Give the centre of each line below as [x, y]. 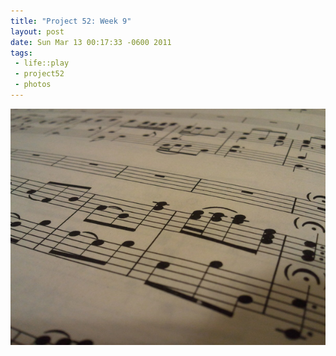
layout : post [37, 31]
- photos [33, 85]
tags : [21, 53]
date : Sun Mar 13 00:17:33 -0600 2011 [91, 42]
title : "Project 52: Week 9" [71, 21]
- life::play [42, 63]
